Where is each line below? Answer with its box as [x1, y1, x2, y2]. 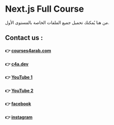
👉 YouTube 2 [5, 87, 34, 93]
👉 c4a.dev [5, 61, 29, 67]
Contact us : [5, 34, 43, 42]
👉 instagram [5, 114, 33, 120]
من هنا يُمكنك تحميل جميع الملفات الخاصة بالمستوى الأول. [5, 20, 110, 25]
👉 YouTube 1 [5, 74, 33, 80]
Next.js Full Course [5, 3, 84, 15]
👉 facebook [5, 101, 31, 107]
